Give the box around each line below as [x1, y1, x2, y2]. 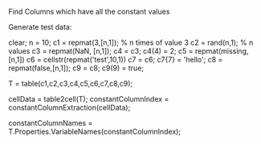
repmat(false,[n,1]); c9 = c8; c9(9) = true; [8, 63, 145, 73]
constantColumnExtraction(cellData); [8, 103, 131, 112]
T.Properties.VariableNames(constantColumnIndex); [8, 127, 181, 136]
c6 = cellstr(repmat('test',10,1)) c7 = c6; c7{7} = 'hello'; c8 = [27, 55, 223, 64]
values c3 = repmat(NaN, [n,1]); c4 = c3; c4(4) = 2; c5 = [8, 46, 194, 55]
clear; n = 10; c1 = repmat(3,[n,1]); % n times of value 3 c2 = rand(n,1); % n [8, 38, 254, 47]
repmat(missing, [194, 46, 249, 55]
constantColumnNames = [8, 118, 93, 127]
